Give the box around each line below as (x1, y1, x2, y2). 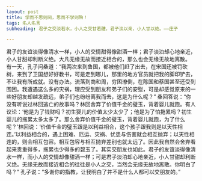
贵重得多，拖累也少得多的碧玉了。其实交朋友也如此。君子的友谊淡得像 (16, 146, 191, 153)
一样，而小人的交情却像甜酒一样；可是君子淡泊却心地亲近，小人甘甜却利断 (11, 153, 196, 161)
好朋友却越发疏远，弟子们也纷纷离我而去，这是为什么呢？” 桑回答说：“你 (11, 93, 192, 100)
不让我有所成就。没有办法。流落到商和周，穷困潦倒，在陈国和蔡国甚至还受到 (6, 78, 196, 85)
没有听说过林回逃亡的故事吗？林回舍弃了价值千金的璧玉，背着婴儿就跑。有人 (6, 100, 196, 108)
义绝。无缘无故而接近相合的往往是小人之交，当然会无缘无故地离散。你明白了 (6, 161, 196, 168)
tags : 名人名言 (6, 20, 41, 26)
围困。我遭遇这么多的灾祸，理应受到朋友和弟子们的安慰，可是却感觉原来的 (6, 85, 191, 93)
